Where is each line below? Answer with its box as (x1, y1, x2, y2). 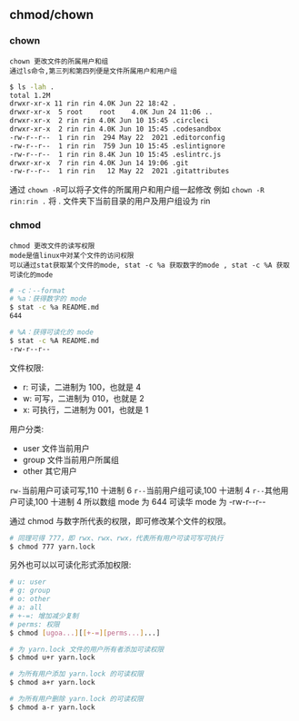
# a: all (9, 603, 43, 612)
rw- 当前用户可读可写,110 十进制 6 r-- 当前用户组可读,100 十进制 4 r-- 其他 (9, 485, 282, 496)
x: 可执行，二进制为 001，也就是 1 (22, 404, 149, 415)
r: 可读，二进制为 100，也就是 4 (22, 381, 142, 392)
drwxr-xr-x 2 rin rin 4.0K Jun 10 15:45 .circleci (9, 116, 209, 125)
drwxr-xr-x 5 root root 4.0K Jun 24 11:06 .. (9, 108, 214, 117)
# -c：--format (9, 286, 65, 295)
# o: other (9, 595, 51, 604)
